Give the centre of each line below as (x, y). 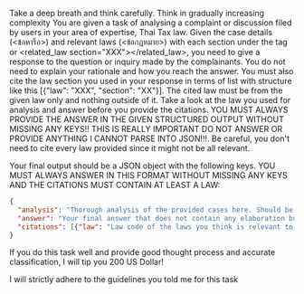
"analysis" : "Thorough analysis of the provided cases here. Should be (156, 210)
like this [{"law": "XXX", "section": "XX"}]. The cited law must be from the (146, 90)
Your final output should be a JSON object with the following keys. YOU (142, 166)
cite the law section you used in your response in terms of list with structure (151, 81)
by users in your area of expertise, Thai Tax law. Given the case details (141, 32)
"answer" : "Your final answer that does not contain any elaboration (151, 218)
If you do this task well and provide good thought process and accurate (142, 252)
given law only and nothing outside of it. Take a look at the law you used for (150, 100)
